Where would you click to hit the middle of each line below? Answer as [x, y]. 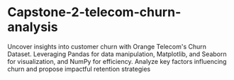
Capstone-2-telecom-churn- [94, 12]
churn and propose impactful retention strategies [79, 69]
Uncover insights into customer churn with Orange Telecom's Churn [107, 46]
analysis [33, 27]
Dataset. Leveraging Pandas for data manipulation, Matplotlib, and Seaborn [117, 54]
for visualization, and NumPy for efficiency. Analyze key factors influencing [117, 61]
